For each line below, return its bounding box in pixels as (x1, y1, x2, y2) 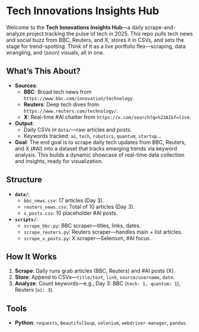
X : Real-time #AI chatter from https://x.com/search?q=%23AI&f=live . (23, 113, 191, 120)
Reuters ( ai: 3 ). (14, 286, 54, 293)
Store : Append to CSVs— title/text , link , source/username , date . (14, 274, 175, 281)
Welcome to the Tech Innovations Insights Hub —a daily (6, 24, 144, 31)
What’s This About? (6, 66, 81, 76)
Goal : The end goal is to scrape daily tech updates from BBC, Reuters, (14, 138, 187, 146)
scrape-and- (145, 24, 176, 31)
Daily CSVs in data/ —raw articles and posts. (23, 126, 132, 133)
